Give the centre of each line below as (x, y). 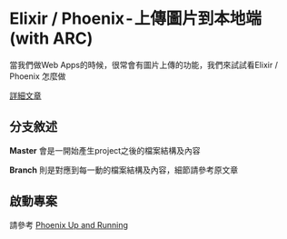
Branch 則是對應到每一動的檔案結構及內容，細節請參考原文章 (124, 170)
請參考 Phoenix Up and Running (69, 224)
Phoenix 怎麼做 (38, 76)
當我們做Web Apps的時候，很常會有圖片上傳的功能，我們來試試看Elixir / (144, 65)
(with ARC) (51, 39)
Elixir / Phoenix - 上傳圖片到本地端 (135, 19)
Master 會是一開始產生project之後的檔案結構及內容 (105, 150)
